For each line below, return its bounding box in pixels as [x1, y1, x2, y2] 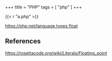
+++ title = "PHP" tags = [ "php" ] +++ [5, 4, 82, 10]
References [5, 37, 41, 45]
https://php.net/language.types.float [5, 23, 78, 29]
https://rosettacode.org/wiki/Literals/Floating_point [5, 50, 107, 56]
